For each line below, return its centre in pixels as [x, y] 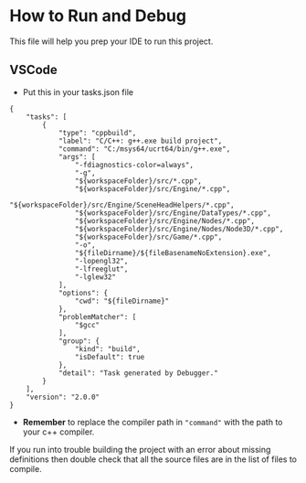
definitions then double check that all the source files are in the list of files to [153, 459]
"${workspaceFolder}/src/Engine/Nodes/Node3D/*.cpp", [179, 229]
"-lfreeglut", [101, 269]
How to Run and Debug [98, 16]
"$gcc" [87, 325]
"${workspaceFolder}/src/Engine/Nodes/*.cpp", [165, 220]
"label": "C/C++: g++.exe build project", [140, 141]
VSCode [33, 70]
